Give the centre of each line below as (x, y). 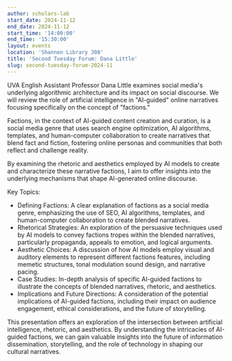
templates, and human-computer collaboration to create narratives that (108, 135)
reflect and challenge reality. (48, 150)
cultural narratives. (34, 351)
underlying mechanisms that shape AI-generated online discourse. (102, 178)
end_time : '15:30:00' (38, 40)
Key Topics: (24, 192)
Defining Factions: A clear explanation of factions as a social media (113, 205)
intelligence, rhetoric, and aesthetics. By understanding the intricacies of (111, 329)
